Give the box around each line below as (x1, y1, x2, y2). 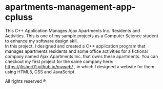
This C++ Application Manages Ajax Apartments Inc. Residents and (5, 28, 141, 33)
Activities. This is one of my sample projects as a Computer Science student (5, 33, 159, 39)
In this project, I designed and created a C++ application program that (5, 43, 145, 49)
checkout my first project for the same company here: (5, 59, 114, 64)
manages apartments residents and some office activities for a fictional (5, 48, 148, 54)
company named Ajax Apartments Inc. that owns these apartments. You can (5, 53, 158, 59)
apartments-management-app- (5, 1, 136, 13)
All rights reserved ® (5, 78, 46, 84)
